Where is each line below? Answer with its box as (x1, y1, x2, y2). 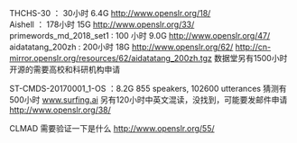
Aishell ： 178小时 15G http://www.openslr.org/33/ (9, 19, 195, 30)
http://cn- (235, 41, 272, 52)
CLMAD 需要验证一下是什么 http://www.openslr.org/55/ (9, 123, 215, 133)
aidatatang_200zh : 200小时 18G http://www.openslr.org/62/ (9, 41, 234, 52)
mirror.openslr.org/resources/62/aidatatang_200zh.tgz (9, 53, 212, 63)
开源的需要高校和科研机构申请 (9, 64, 120, 75)
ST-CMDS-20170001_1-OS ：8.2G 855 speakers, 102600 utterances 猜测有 (9, 84, 287, 94)
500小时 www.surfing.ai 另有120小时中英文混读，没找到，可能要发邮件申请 (9, 94, 288, 105)
